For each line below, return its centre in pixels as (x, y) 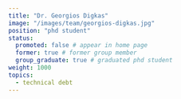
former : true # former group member (76, 53)
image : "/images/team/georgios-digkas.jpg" (82, 23)
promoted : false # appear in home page (82, 46)
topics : (21, 75)
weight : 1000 (30, 68)
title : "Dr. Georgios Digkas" (59, 16)
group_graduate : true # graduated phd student (94, 61)
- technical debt (44, 82)
